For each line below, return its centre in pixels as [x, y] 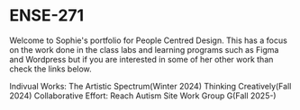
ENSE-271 [47, 16]
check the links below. [50, 69]
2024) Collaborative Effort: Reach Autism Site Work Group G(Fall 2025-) [143, 96]
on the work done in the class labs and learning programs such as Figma [144, 49]
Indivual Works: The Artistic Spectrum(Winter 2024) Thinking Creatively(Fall [150, 86]
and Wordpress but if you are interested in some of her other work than [141, 59]
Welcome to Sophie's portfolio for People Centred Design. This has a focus [149, 40]
